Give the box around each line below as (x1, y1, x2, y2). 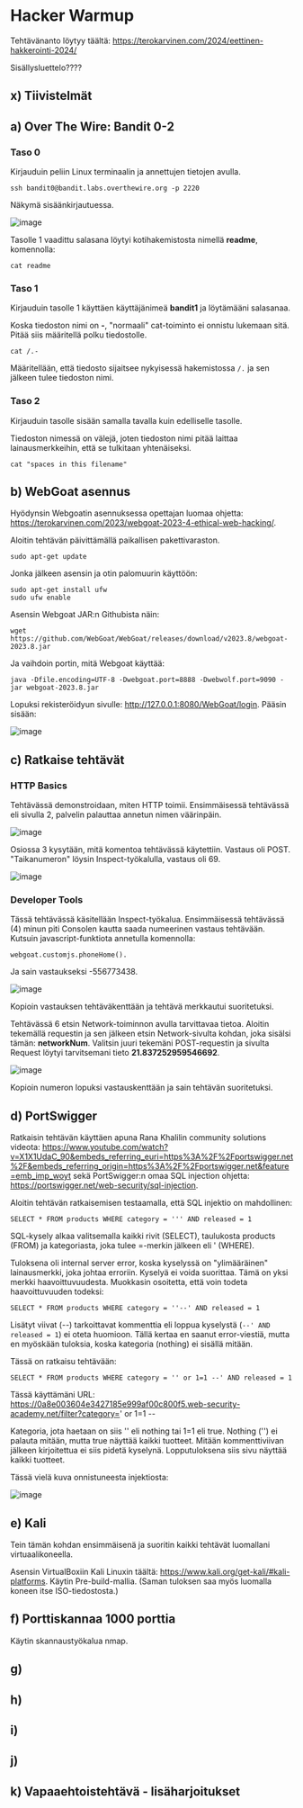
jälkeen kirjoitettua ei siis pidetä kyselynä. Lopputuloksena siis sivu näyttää (10, 1445, 287, 1456)
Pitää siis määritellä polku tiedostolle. (10, 329, 147, 340)
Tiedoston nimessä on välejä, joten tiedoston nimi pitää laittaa (10, 433, 238, 444)
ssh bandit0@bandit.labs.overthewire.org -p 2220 (10, 184, 201, 193)
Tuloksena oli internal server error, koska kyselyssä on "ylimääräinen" (10, 1257, 269, 1269)
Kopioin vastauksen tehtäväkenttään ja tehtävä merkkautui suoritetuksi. (10, 1001, 274, 1012)
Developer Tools (10, 894, 84, 906)
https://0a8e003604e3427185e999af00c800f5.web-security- (10, 1399, 241, 1409)
